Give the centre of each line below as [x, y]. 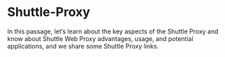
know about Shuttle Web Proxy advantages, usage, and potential [100, 38]
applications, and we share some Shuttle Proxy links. [83, 46]
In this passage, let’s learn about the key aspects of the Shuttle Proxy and [113, 31]
